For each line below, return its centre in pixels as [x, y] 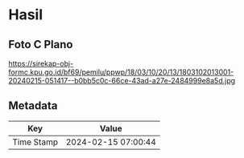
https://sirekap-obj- [41, 63]
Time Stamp [35, 142]
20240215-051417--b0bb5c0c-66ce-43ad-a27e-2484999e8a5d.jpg [122, 81]
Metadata [33, 106]
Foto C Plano [41, 45]
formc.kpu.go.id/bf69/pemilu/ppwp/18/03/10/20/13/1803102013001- [121, 72]
